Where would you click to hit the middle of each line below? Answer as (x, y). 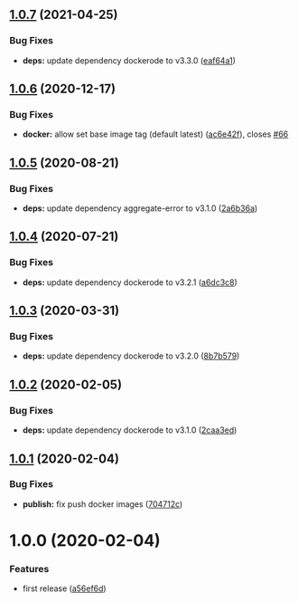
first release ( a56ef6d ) (64, 588)
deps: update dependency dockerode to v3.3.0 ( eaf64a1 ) (129, 60)
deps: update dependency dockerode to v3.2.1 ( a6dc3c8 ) (130, 282)
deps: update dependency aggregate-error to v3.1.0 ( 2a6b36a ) (140, 208)
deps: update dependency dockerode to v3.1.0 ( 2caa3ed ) (130, 430)
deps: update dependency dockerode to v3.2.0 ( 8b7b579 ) (131, 356)
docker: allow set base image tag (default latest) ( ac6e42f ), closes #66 (155, 134)
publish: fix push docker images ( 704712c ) (102, 504)
